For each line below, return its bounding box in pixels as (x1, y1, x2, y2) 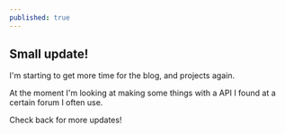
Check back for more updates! (9, 114, 122, 126)
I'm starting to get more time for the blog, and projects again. (9, 70, 236, 81)
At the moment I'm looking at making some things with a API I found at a (9, 87, 276, 99)
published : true (9, 13, 70, 22)
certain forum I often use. (9, 97, 103, 108)
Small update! (9, 47, 89, 62)
